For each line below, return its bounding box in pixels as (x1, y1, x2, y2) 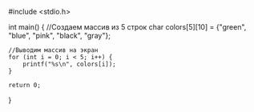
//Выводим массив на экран (8, 46, 99, 54)
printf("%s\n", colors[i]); (22, 60, 116, 68)
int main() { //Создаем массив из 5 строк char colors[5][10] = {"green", (8, 22, 247, 31)
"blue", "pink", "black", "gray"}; (8, 31, 111, 40)
